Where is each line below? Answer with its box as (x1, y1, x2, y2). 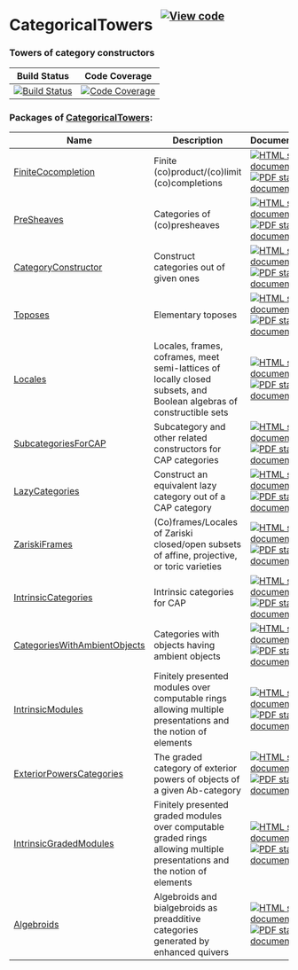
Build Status (16, 69, 69, 82)
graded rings (153, 832, 208, 844)
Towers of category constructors (9, 47, 155, 59)
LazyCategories (13, 484, 80, 497)
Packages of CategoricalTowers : (9, 111, 153, 123)
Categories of (153, 207, 211, 220)
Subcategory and (153, 420, 226, 433)
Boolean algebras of (153, 395, 238, 407)
